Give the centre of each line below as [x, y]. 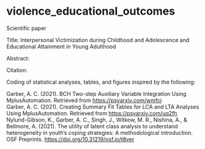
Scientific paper [26, 28]
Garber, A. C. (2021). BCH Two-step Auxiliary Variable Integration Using [96, 93]
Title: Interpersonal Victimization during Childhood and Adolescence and [98, 40]
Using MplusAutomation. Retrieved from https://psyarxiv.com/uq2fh [92, 113]
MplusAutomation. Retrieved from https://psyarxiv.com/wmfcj [84, 100]
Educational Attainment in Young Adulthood [61, 46]
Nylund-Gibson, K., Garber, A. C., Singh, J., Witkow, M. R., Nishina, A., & [97, 120]
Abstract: [18, 58]
